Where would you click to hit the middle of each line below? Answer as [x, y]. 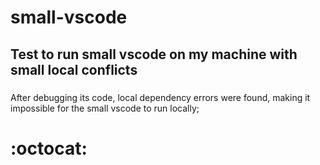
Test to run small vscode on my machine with [154, 54]
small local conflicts [74, 69]
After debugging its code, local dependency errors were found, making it [160, 97]
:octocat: [49, 148]
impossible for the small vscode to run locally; [105, 108]
